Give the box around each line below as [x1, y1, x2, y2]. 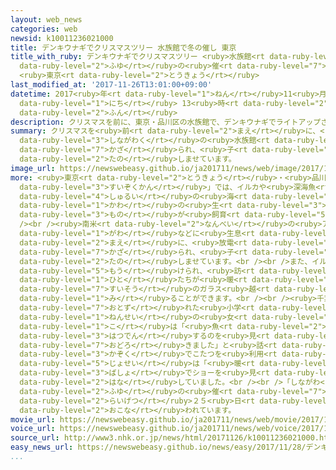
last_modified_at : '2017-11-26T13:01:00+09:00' [10, 80, 213, 90]
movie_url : [10, 414, 56, 425]
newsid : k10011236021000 [10, 33, 114, 43]
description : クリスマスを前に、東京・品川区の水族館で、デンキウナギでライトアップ [10, 117, 322, 127]
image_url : [10, 163, 56, 173]
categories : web [10, 24, 78, 34]
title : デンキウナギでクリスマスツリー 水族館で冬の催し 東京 [10, 42, 237, 53]
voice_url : [10, 424, 56, 434]
